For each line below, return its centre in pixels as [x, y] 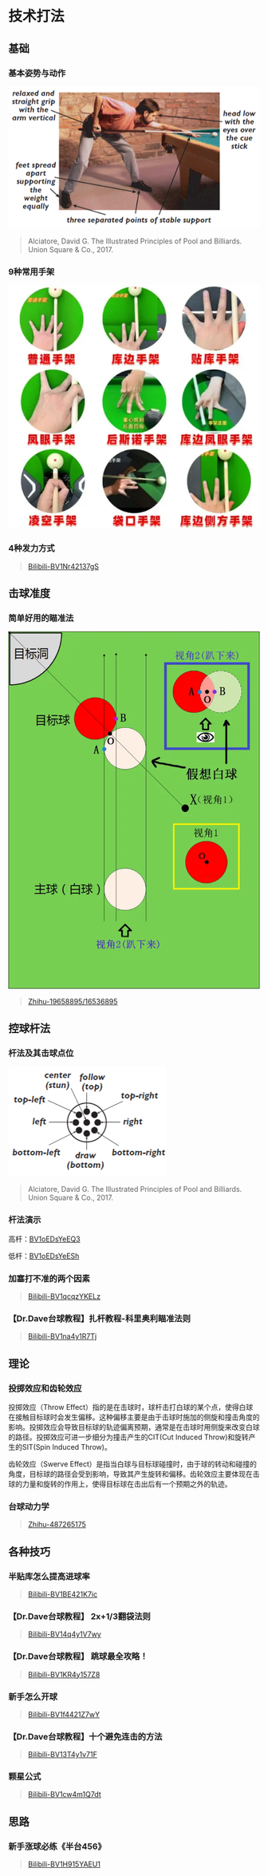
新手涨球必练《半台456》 [57, 1846]
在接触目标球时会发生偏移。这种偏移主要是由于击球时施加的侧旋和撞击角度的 [134, 1417]
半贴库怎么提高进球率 [49, 1576]
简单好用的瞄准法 [41, 618]
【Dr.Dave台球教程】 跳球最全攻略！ [78, 1656]
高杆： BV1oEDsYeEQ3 [45, 1239]
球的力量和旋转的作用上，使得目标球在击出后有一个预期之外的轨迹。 [120, 1484]
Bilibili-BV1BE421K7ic [63, 1594]
